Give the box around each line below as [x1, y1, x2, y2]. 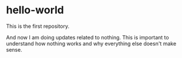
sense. [6, 46, 22, 53]
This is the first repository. [6, 23, 70, 30]
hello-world [6, 3, 65, 17]
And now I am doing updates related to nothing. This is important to [6, 34, 169, 41]
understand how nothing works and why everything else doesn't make [6, 40, 177, 47]
